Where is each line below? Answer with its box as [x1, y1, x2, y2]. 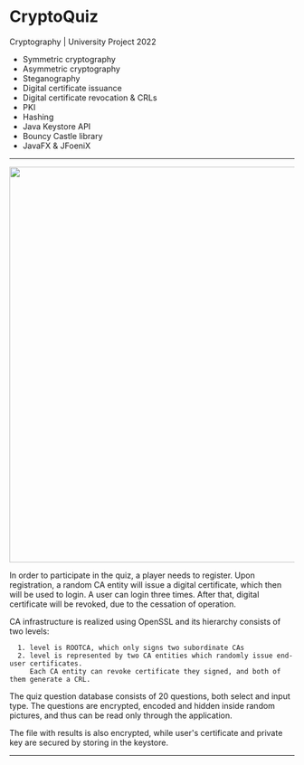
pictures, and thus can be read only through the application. [9, 710, 233, 721]
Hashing [22, 111, 54, 122]
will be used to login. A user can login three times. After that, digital [9, 589, 260, 600]
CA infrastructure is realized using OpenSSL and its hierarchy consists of [9, 616, 281, 627]
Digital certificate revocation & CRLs [22, 92, 157, 103]
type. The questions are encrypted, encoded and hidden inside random [9, 700, 276, 711]
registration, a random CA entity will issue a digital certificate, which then [9, 579, 282, 590]
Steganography [22, 72, 81, 83]
